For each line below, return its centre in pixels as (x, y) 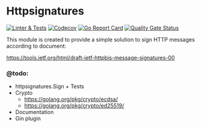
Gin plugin (28, 118)
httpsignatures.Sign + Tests (49, 86)
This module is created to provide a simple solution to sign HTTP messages (101, 39)
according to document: (36, 46)
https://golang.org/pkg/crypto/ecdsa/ (71, 99)
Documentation (34, 112)
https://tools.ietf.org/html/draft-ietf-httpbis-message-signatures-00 (90, 57)
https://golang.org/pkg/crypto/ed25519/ (74, 106)
